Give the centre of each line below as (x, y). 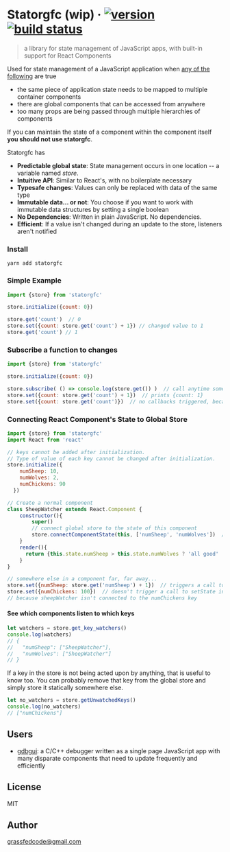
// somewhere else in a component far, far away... (82, 579)
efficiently (31, 766)
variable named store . (48, 173)
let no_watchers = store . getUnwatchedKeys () (72, 700)
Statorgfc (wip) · (54, 15)
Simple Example (34, 281)
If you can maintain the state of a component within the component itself (110, 132)
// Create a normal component (50, 503)
